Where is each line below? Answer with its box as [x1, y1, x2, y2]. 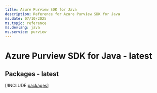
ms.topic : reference [5, 20, 47, 26]
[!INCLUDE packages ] [5, 83, 49, 88]
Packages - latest [5, 70, 59, 78]
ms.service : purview [5, 30, 47, 34]
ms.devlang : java [5, 25, 40, 30]
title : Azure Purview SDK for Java [5, 7, 77, 12]
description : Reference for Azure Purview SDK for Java [5, 12, 120, 16]
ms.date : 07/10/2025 [5, 16, 47, 21]
